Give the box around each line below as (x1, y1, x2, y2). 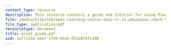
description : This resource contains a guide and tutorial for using (5, 12, 156, 17)
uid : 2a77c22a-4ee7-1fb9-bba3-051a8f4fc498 (5, 36, 99, 41)
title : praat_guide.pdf (5, 31, 56, 36)
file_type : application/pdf (5, 21, 65, 27)
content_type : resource (5, 7, 56, 13)
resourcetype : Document (5, 27, 56, 32)
